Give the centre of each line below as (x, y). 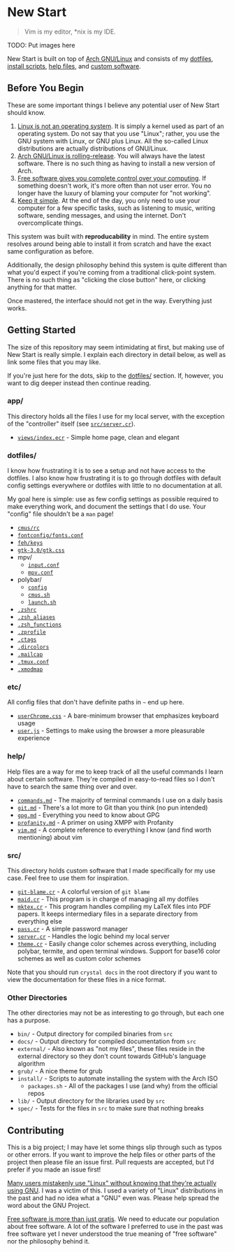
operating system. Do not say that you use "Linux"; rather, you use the (118, 133)
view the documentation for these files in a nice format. (87, 980)
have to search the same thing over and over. (72, 786)
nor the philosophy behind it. (49, 1241)
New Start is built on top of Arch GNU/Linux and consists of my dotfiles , (110, 58)
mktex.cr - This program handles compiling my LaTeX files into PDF (114, 907)
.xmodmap (30, 669)
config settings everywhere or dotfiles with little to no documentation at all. (115, 486)
